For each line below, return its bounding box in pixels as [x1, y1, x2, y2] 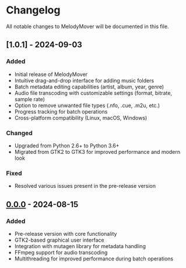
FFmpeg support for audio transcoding [14, 249, 108, 256]
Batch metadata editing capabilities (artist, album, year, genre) [14, 83, 164, 90]
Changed [6, 129, 33, 137]
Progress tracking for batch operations [14, 108, 108, 115]
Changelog [6, 4, 61, 17]
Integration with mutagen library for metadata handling [14, 242, 146, 249]
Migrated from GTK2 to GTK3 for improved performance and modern [14, 148, 181, 155]
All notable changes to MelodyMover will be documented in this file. [6, 23, 169, 30]
